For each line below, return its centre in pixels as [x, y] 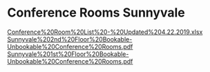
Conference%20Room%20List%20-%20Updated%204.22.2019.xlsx [105, 32]
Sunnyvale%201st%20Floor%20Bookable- [68, 54]
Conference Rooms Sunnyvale [96, 13]
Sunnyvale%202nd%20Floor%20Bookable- [70, 39]
